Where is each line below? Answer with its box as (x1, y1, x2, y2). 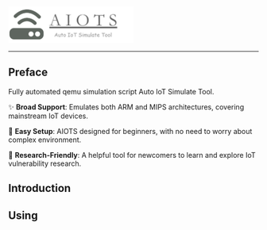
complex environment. (8, 135, 82, 144)
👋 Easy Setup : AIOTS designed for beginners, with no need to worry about (8, 126, 253, 136)
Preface (8, 66, 48, 79)
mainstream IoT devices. (8, 111, 89, 121)
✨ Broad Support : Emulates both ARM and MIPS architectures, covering (8, 102, 245, 112)
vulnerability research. (8, 159, 82, 168)
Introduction (8, 182, 72, 195)
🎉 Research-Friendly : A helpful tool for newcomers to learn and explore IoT (8, 150, 256, 159)
